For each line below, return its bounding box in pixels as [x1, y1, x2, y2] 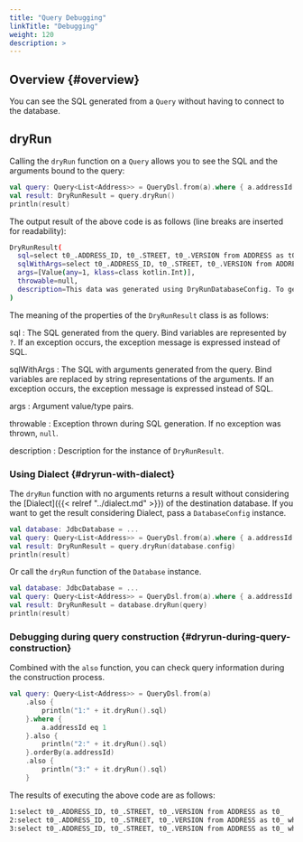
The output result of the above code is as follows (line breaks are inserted [9, 216, 284, 227]
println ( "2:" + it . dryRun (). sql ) [41, 740, 168, 749]
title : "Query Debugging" [9, 13, 106, 23]
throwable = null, [17, 276, 78, 285]
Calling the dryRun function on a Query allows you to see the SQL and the [9, 155, 278, 166]
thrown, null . [9, 427, 59, 438]
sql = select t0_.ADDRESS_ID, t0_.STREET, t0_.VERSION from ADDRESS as [17, 251, 284, 260]
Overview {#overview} [9, 71, 140, 87]
